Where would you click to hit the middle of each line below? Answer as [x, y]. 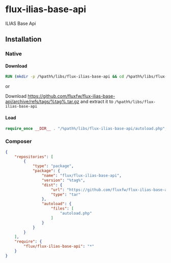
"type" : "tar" [66, 194]
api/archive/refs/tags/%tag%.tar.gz [42, 102]
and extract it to [97, 102]
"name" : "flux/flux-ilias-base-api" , [82, 176]
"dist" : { [52, 185]
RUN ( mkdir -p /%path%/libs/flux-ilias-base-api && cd [65, 77]
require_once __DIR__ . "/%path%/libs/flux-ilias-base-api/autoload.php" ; [86, 128]
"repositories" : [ [34, 157]
